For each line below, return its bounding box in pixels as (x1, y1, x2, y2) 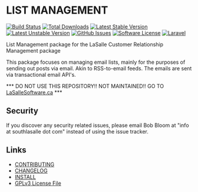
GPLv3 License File (14, 180, 62, 187)
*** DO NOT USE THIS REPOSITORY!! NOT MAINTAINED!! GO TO (6, 82, 164, 89)
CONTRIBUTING (14, 161, 55, 168)
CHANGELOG (14, 167, 48, 174)
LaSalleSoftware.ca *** (6, 89, 62, 96)
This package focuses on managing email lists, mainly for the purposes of (6, 58, 186, 66)
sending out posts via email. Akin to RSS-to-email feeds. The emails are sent (6, 64, 192, 71)
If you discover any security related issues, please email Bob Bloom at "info (6, 122, 190, 129)
